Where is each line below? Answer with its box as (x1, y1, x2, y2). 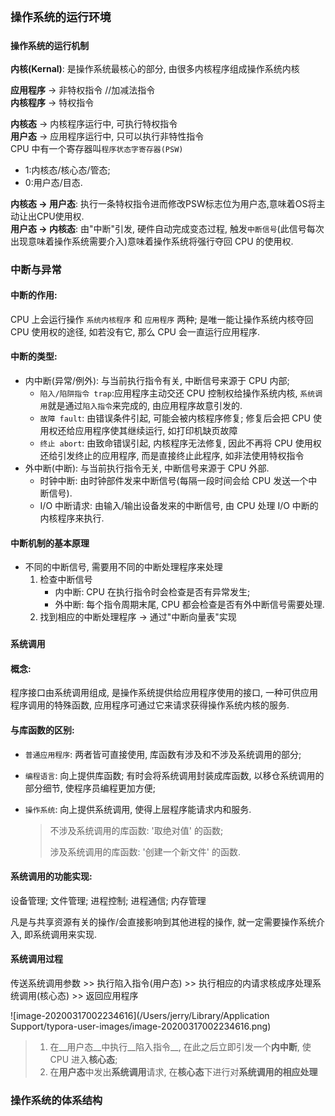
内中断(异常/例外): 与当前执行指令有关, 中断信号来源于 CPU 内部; (24, 375, 290, 387)
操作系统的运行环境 (10, 10, 112, 25)
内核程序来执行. (39, 512, 105, 524)
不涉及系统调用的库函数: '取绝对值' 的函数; (49, 824, 224, 836)
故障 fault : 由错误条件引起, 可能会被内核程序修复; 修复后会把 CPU (39, 412, 311, 424)
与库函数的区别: (10, 724, 75, 736)
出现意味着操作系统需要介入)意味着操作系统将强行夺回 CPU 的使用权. (10, 235, 294, 247)
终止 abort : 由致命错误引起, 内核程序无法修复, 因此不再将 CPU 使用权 (39, 437, 322, 449)
